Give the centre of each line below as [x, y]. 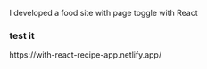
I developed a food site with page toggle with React [103, 13]
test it [22, 35]
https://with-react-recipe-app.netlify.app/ [86, 55]
